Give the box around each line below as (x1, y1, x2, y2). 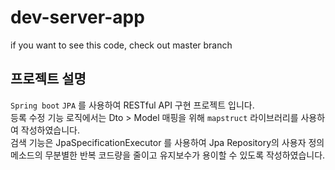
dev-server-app (10, 6, 145, 29)
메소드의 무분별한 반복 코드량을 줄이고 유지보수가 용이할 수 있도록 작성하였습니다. (10, 149, 326, 161)
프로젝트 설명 (10, 71, 87, 88)
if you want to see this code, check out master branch (10, 39, 233, 51)
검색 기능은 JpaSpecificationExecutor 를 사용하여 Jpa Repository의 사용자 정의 (10, 136, 325, 148)
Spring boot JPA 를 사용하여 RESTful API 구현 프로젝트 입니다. (10, 99, 255, 111)
